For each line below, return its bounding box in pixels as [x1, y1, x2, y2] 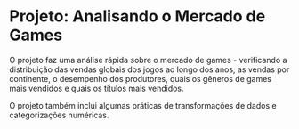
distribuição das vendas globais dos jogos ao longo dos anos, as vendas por [9, 64, 290, 75]
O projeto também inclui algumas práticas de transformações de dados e [9, 100, 278, 110]
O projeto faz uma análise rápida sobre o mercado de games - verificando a [9, 54, 287, 65]
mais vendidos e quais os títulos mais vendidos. [9, 83, 184, 93]
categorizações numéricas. [9, 109, 109, 120]
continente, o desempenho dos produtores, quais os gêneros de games [9, 73, 271, 84]
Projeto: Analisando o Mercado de [9, 6, 266, 27]
